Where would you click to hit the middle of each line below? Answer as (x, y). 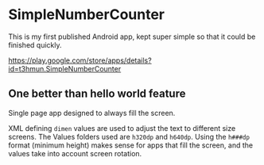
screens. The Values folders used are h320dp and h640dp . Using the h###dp (129, 136)
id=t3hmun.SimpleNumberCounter (65, 68)
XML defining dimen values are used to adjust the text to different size (122, 128)
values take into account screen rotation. (75, 153)
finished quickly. (35, 44)
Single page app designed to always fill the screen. (92, 113)
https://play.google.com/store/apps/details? (80, 60)
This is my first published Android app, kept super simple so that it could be (132, 36)
